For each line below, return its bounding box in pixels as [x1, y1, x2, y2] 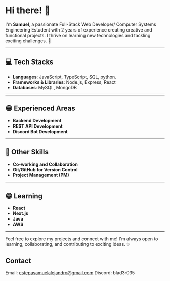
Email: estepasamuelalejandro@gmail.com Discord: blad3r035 [5, 270, 135, 276]
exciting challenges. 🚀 [5, 38, 51, 44]
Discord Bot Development [12, 128, 68, 134]
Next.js [12, 210, 29, 216]
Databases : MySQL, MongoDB [12, 84, 77, 90]
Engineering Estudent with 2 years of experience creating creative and [5, 26, 153, 33]
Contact [5, 256, 31, 265]
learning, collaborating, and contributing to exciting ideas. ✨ [5, 241, 131, 247]
